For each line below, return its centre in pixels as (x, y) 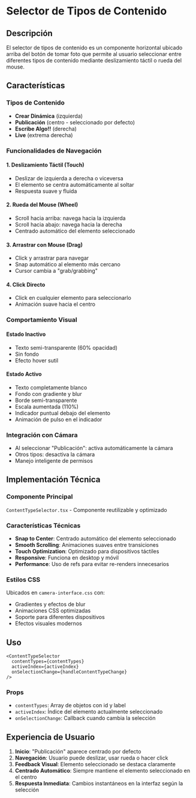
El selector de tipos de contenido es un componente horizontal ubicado (94, 47)
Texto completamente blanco (51, 387)
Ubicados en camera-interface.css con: (55, 592)
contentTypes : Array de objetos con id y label (70, 705)
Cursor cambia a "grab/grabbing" (56, 271)
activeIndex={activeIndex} (45, 667)
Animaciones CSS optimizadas (53, 611)
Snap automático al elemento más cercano (68, 264)
